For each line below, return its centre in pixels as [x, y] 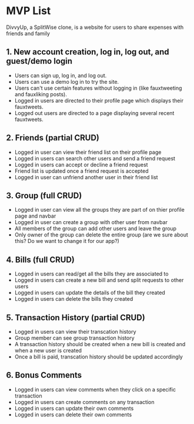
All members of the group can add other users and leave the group [96, 229]
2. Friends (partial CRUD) [53, 138]
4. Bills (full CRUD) [41, 260]
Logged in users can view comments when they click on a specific [95, 389]
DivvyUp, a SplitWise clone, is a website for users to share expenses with [95, 27]
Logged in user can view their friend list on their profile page [88, 152]
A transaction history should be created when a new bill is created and [100, 344]
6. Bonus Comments [44, 375]
